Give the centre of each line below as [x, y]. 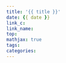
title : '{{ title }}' [34, 12]
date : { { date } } [28, 17]
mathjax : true [24, 40]
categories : [21, 51]
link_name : [20, 28]
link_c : [16, 23]
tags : [13, 46]
